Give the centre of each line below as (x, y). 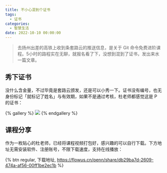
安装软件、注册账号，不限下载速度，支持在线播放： (70, 149)
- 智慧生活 (19, 28)
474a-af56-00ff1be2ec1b (31, 165)
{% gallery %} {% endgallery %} (42, 113)
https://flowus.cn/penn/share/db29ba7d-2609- (105, 160)
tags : (11, 14)
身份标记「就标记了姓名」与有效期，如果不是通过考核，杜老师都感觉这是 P (81, 96)
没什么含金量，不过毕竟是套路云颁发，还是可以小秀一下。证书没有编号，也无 (83, 90)
